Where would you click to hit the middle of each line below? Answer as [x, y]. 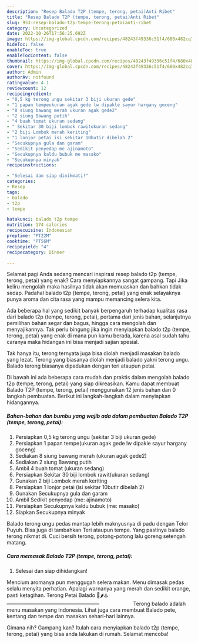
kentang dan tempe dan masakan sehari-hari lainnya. [71, 616]
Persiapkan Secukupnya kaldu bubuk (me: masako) [77, 506]
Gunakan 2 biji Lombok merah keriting [61, 481]
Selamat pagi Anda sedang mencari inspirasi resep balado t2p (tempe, [92, 274]
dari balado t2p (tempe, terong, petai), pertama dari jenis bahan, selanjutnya [99, 317]
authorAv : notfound [31, 77]
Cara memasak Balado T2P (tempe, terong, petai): [70, 556]
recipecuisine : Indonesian [40, 231]
